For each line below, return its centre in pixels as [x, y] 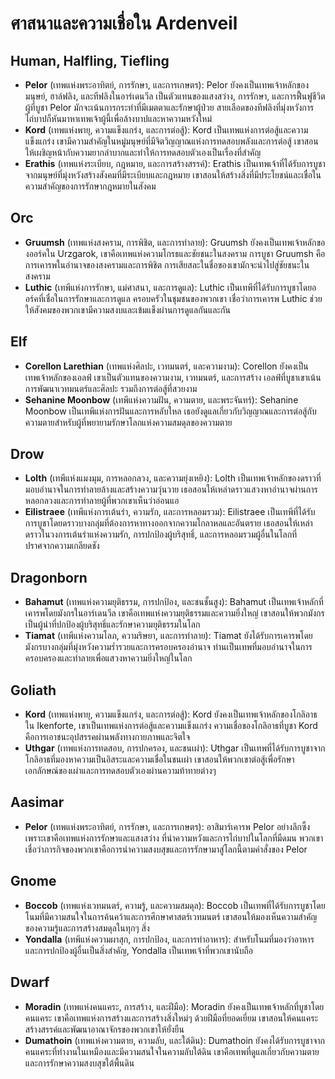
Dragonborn [49, 577]
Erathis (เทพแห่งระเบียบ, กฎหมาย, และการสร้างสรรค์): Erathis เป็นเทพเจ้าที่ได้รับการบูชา [175, 163]
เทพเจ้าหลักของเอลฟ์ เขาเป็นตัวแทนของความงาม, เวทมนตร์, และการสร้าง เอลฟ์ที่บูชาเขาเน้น [173, 377]
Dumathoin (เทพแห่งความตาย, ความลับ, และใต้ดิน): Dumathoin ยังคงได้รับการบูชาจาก [175, 1040]
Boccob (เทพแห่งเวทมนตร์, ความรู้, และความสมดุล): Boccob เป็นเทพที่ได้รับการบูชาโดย [175, 905]
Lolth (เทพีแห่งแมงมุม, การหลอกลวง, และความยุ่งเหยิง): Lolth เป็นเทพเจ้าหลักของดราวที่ [173, 478]
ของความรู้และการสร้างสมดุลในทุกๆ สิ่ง [87, 928]
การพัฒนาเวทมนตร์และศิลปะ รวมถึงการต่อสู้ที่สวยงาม [111, 388]
